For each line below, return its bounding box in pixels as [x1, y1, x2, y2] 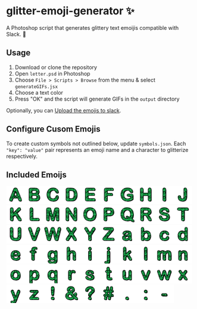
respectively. [6, 152, 37, 160]
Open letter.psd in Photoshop [14, 70, 90, 77]
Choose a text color [14, 89, 64, 96]
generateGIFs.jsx [14, 83, 58, 90]
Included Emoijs [6, 170, 67, 180]
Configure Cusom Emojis [6, 124, 101, 135]
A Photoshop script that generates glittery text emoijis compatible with [6, 24, 179, 31]
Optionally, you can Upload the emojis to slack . [6, 107, 121, 114]
